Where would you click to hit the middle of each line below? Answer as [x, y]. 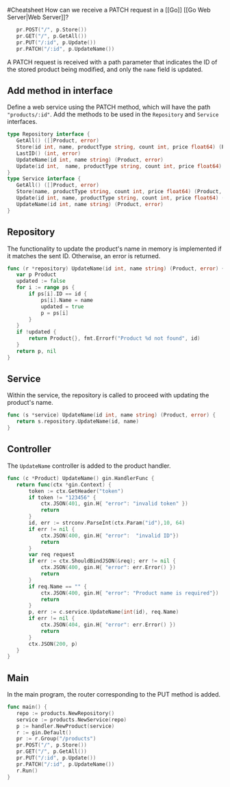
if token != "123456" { [62, 497]
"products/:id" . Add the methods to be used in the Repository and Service [113, 114]
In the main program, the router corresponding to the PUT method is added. [114, 695]
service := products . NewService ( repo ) [72, 720]
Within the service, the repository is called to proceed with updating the [108, 395]
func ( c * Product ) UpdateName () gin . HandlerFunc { [81, 478]
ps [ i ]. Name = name [67, 300]
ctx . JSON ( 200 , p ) [53, 644]
